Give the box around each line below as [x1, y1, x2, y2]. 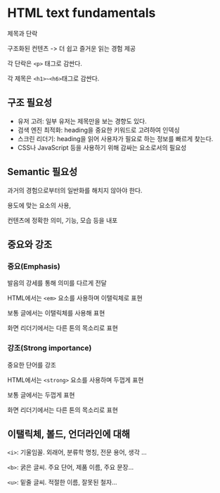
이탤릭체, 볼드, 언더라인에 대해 [7, 428, 130, 440]
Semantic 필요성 [7, 166, 78, 178]
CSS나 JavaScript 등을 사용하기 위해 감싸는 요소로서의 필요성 [17, 143, 187, 152]
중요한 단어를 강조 [7, 360, 56, 369]
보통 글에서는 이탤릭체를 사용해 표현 [7, 309, 105, 317]
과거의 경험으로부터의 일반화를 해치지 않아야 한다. [7, 185, 143, 195]
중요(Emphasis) [7, 261, 61, 271]
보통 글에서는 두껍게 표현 [7, 390, 75, 399]
